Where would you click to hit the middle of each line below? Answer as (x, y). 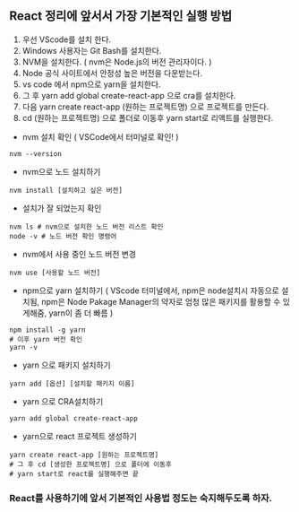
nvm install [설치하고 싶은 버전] (66, 190)
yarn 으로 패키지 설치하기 (66, 365)
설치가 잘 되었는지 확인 (62, 208)
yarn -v (24, 347)
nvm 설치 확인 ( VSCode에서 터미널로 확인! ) (100, 136)
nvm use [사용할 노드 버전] (55, 273)
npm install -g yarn (48, 330)
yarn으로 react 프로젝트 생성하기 (79, 436)
